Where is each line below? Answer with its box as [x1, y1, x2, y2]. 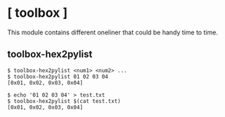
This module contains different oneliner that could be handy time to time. [7, 28, 218, 36]
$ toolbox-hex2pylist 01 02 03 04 [7, 73, 109, 80]
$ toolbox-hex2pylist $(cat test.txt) [7, 97, 121, 104]
